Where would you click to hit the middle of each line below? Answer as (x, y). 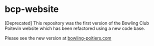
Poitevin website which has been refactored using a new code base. (75, 28)
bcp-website (32, 9)
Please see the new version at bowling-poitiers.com (58, 38)
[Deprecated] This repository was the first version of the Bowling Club (77, 23)
